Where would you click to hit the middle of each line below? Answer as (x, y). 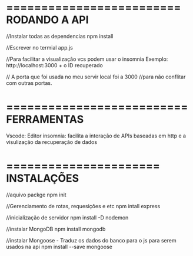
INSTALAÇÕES (43, 178)
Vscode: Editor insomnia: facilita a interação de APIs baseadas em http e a (96, 136)
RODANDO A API (48, 20)
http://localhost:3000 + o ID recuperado (54, 65)
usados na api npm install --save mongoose (59, 247)
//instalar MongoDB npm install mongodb (56, 229)
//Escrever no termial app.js (40, 47)
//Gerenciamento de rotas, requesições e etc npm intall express (83, 206)
